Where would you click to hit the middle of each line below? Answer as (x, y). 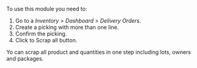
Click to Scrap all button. (46, 40)
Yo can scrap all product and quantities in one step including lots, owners (99, 52)
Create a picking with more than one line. (67, 27)
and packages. (25, 59)
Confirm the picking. (41, 34)
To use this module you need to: (47, 9)
